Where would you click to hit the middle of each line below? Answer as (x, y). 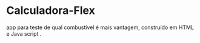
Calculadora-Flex (51, 11)
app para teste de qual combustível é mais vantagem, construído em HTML (100, 27)
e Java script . (24, 33)
